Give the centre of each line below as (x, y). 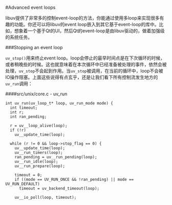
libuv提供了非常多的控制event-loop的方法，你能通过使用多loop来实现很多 (82, 18)
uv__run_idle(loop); (36, 161)
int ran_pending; (28, 117)
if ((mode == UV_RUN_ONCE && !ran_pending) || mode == (74, 179)
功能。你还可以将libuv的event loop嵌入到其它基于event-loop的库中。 (87, 24)
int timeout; (24, 108)
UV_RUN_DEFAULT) (23, 184)
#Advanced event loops (30, 7)
